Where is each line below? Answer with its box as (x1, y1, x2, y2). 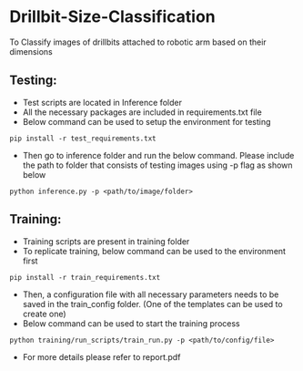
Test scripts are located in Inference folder (22, 97, 182, 108)
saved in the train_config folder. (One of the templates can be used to (22, 298, 284, 309)
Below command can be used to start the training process (22, 317, 240, 329)
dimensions (9, 46, 53, 57)
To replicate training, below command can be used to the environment (22, 245, 287, 256)
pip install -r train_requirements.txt (9, 273, 161, 282)
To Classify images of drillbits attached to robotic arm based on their (9, 36, 267, 47)
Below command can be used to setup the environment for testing (22, 116, 271, 127)
